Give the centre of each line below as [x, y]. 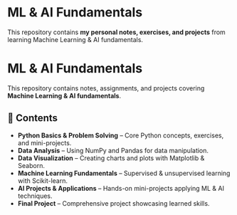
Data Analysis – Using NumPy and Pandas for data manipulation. [113, 150]
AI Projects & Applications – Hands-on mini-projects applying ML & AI [121, 188]
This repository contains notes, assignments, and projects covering [106, 88]
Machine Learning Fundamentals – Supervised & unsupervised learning [124, 173]
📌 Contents [33, 118]
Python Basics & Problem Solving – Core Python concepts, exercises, [121, 135]
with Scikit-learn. [42, 180]
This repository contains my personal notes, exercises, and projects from [116, 32]
